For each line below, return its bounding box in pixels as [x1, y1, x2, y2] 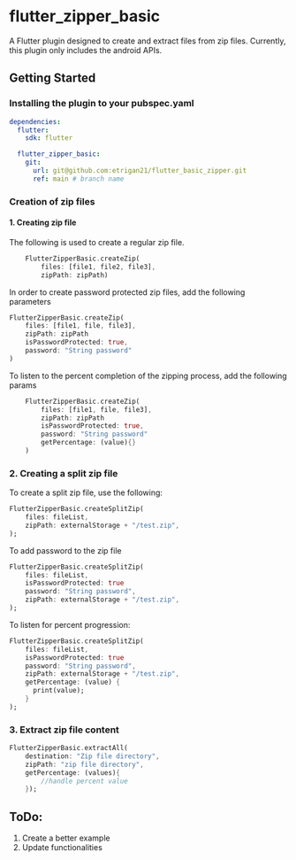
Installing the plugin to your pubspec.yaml [9, 97, 194, 110]
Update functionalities [21, 842, 103, 853]
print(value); [32, 686, 86, 695]
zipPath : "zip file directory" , [25, 760, 144, 769]
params [9, 379, 37, 391]
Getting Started [9, 71, 96, 86]
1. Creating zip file [9, 217, 77, 228]
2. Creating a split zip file [9, 467, 118, 479]
